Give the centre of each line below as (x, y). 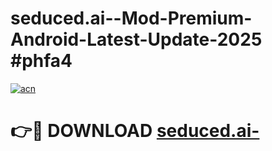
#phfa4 (41, 61)
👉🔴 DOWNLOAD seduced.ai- (135, 131)
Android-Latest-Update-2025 (136, 39)
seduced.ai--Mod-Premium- (131, 18)
